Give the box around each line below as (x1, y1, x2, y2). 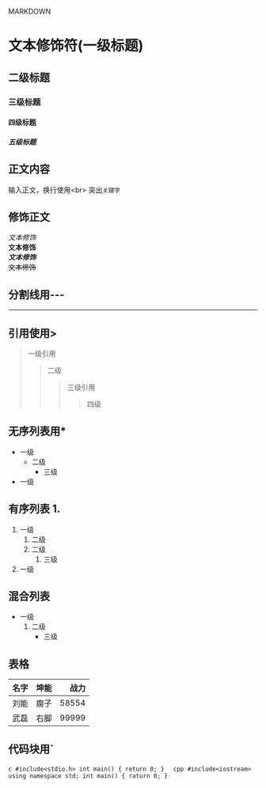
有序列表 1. (8, 502, 61, 516)
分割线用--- (8, 288, 65, 301)
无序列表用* (8, 425, 66, 438)
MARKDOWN (8, 7, 51, 16)
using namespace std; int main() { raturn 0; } (8, 772, 169, 780)
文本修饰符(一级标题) (8, 37, 144, 55)
